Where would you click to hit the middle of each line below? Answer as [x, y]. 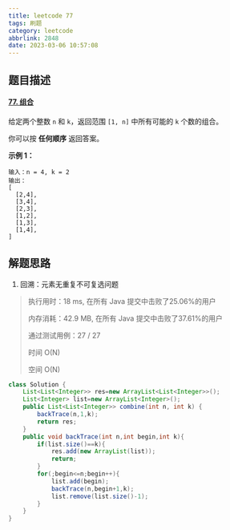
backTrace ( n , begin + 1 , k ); [93, 489]
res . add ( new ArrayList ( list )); [103, 451]
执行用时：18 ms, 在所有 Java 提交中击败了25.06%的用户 [122, 301]
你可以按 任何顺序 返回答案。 [56, 138]
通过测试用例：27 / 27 [64, 335]
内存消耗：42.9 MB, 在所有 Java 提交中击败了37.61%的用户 [125, 318]
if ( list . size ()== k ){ [71, 444]
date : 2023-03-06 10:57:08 [53, 46]
